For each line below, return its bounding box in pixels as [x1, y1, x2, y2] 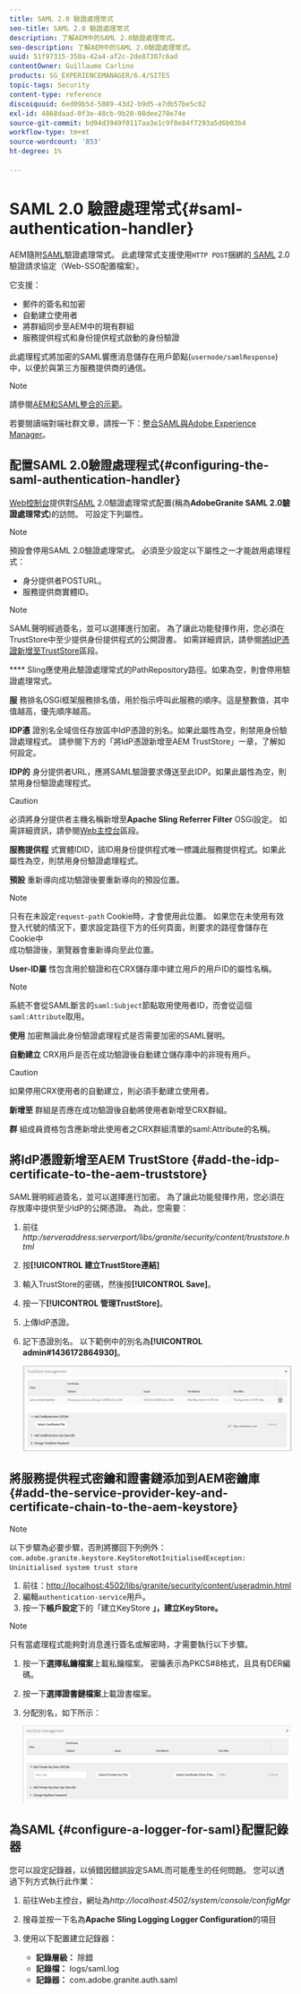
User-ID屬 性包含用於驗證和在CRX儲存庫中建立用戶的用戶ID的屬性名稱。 [9, 963, 277, 974]
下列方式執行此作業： [16, 1876, 96, 1886]
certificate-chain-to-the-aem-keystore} [9, 1499, 239, 1515]
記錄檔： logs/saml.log [35, 1963, 119, 1973]
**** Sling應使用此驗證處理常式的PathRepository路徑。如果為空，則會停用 [9, 664, 283, 675]
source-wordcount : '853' [9, 137, 102, 147]
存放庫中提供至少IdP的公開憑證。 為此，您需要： [9, 1203, 189, 1213]
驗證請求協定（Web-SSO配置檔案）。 [9, 260, 144, 271]
